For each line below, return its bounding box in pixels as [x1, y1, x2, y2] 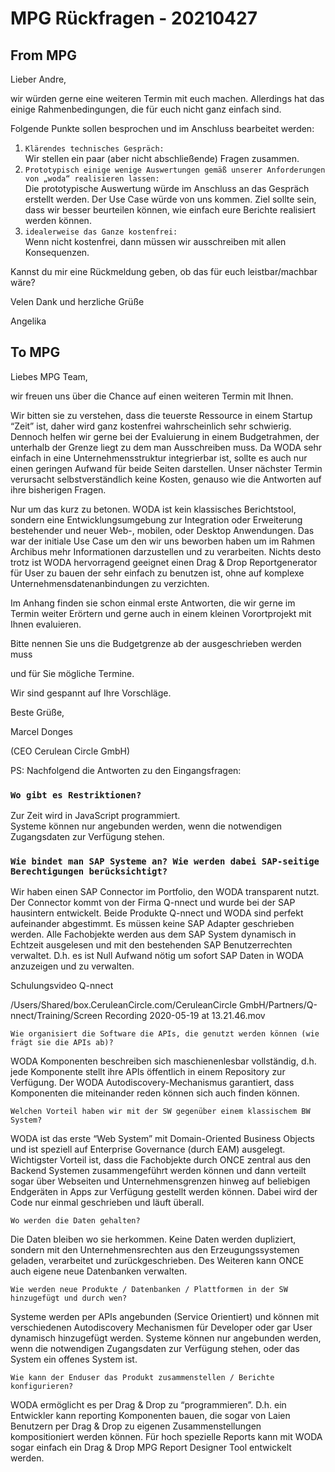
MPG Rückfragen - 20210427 [10, 7, 258, 30]
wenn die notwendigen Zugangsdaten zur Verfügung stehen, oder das [10, 1343, 300, 1355]
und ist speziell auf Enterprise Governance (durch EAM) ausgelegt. [10, 1143, 286, 1156]
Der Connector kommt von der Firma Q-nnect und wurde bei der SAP [10, 897, 296, 909]
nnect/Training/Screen [10, 1010, 103, 1022]
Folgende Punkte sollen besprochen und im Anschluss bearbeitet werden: [10, 123, 315, 134]
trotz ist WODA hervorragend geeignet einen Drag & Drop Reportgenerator [10, 556, 318, 568]
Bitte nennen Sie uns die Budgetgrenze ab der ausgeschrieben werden [10, 637, 302, 649]
